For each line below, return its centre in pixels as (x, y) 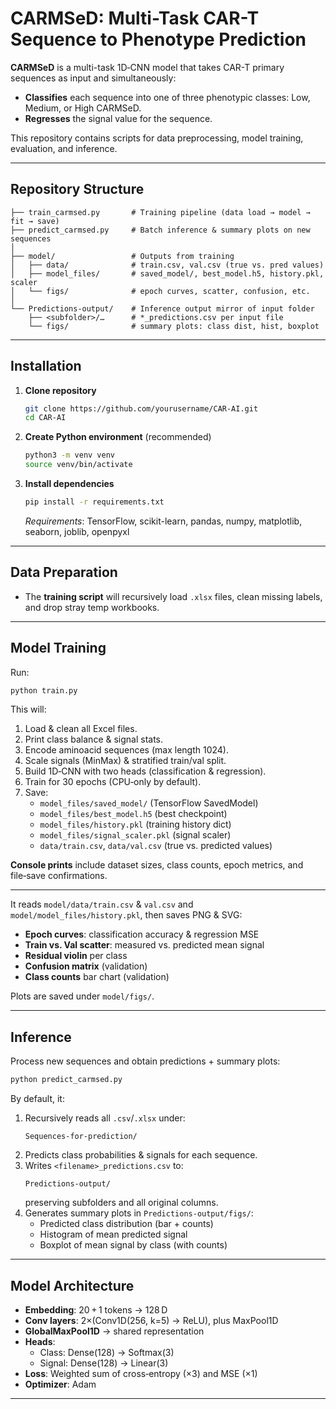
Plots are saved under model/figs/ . (82, 996)
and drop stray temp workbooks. (92, 607)
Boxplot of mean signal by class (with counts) (133, 1245)
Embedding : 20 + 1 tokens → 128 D (96, 1309)
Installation (46, 366)
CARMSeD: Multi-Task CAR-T (135, 18)
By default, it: (37, 1099)
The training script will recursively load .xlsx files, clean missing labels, (173, 596)
